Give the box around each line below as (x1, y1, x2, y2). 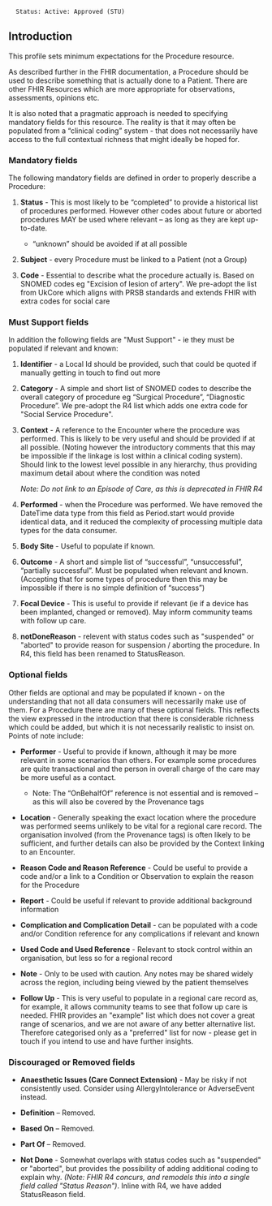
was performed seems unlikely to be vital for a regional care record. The (19, 821, 262, 831)
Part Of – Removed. (19, 1139, 87, 1148)
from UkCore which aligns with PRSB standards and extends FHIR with (19, 288, 257, 298)
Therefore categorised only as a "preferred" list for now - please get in (19, 1027, 257, 1037)
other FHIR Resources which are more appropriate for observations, (8, 84, 235, 93)
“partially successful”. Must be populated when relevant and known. (19, 566, 248, 575)
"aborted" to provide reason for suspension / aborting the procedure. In (19, 640, 260, 650)
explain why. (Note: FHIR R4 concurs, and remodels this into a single (19, 1173, 250, 1182)
